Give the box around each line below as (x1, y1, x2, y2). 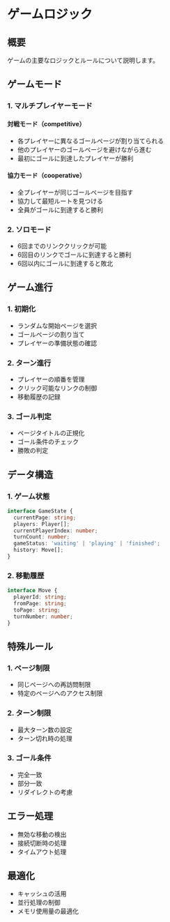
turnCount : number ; (13, 534, 70, 541)
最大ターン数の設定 (17, 725, 73, 734)
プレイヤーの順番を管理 (17, 375, 85, 384)
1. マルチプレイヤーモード (7, 101, 93, 111)
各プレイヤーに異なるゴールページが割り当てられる (17, 137, 164, 145)
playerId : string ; (13, 594, 68, 600)
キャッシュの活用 (17, 890, 67, 898)
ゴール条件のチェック (17, 437, 79, 446)
